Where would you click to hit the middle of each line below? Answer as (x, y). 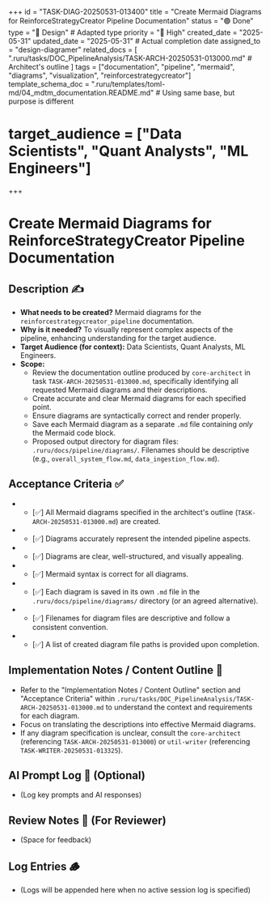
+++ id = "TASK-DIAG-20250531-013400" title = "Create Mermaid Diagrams (135, 12)
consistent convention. (70, 627)
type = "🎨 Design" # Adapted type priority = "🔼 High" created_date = (123, 32)
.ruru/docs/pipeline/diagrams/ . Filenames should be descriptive (141, 449)
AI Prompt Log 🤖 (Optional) (77, 775)
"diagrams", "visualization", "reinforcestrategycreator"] (100, 75)
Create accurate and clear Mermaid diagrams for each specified (139, 398)
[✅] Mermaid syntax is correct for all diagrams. (110, 573)
